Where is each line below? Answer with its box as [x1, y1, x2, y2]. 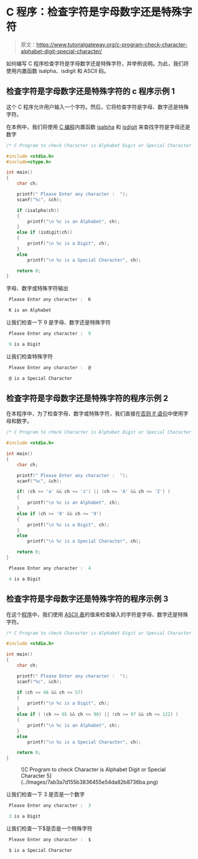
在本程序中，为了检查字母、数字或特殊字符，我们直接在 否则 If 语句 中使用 [6, 410, 183, 417]
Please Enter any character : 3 [8, 803, 92, 809]
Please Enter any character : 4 [8, 565, 92, 571]
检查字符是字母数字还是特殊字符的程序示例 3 [6, 594, 168, 604]
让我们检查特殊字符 [6, 352, 53, 359]
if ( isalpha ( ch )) [17, 207, 60, 214]
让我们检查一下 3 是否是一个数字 [6, 791, 85, 798]
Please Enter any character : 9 [8, 330, 92, 336]
